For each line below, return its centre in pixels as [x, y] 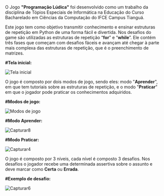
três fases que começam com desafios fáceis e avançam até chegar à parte [82, 43]
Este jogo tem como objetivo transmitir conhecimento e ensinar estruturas [80, 27]
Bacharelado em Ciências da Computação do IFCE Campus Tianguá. [75, 17]
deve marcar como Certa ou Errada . [42, 169]
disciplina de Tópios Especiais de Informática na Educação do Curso [75, 12]
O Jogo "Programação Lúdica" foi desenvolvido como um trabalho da [77, 7]
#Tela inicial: [18, 63]
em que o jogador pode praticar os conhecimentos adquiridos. [68, 92]
